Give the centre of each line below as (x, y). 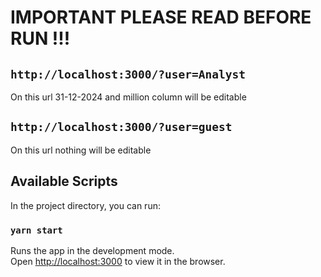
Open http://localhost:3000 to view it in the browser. (118, 261)
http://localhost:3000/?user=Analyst (128, 74)
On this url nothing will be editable (81, 150)
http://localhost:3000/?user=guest (121, 127)
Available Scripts (64, 181)
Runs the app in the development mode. (92, 250)
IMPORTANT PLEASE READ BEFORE (161, 17)
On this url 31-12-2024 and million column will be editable (128, 97)
